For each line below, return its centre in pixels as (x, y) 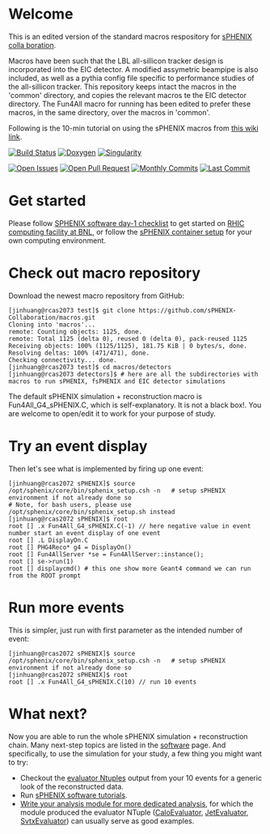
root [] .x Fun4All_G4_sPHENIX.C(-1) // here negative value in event (130, 526)
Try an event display (78, 446)
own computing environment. (57, 240)
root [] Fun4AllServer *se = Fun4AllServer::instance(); (106, 554)
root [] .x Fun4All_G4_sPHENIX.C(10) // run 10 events (103, 682)
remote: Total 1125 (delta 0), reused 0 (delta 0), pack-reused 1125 (128, 338)
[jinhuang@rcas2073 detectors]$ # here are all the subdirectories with (133, 374)
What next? (48, 714)
